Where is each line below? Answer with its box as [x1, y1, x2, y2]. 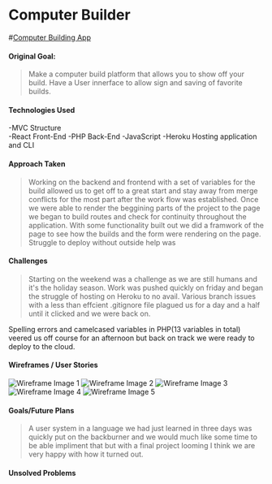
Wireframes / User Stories [8, 360, 99, 370]
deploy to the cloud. [8, 341, 76, 351]
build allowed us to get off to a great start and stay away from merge [28, 185, 258, 196]
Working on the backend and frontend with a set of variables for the [28, 177, 256, 187]
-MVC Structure [8, 123, 62, 133]
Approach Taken [8, 158, 66, 168]
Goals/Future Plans [8, 405, 75, 415]
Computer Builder [8, 6, 132, 24]
